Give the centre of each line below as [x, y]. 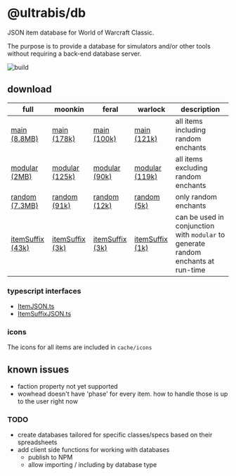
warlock [151, 109]
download [29, 89]
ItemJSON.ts [36, 306]
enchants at [195, 261]
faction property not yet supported [67, 387]
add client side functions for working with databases [93, 450]
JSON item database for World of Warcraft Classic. [81, 32]
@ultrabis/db [47, 13]
